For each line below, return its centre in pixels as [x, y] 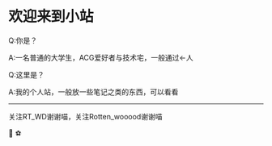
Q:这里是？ [26, 74]
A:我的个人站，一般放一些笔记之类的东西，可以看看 [93, 92]
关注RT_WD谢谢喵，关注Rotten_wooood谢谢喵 [85, 116]
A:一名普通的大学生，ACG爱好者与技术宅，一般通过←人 [101, 57]
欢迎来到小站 [51, 17]
